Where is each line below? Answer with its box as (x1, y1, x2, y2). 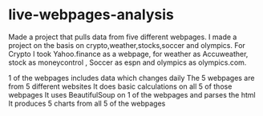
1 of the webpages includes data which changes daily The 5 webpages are (8, 73, 255, 82)
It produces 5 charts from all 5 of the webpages (8, 98, 166, 108)
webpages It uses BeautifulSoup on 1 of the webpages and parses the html (8, 90, 256, 99)
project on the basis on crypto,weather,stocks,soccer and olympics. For (8, 40, 246, 50)
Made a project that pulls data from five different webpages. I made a (8, 32, 237, 42)
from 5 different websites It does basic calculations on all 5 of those (8, 82, 233, 91)
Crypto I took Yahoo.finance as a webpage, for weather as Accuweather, (8, 49, 249, 58)
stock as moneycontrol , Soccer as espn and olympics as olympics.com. (8, 58, 247, 67)
